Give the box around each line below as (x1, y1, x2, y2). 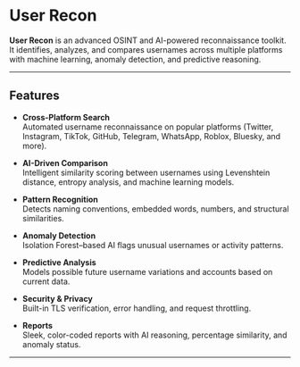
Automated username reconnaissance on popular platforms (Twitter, (21, 121, 274, 132)
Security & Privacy (21, 293, 94, 304)
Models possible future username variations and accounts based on (21, 266, 273, 277)
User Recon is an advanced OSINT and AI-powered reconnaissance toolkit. (9, 35, 287, 46)
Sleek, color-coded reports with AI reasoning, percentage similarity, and (21, 329, 287, 340)
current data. (21, 276, 71, 287)
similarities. (21, 213, 64, 223)
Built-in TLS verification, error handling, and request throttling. (21, 303, 252, 313)
